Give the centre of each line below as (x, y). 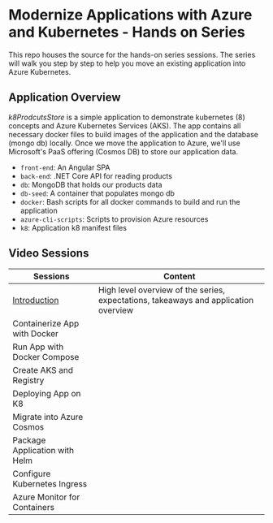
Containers (34, 507)
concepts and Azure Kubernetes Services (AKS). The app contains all (125, 125)
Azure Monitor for (46, 497)
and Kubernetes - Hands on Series (127, 32)
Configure (32, 473)
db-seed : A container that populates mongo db (97, 193)
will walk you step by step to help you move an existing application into (127, 63)
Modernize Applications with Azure (130, 15)
